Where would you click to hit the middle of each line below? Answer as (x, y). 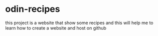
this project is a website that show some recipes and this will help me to (79, 23)
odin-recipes (33, 9)
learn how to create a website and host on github (56, 28)
